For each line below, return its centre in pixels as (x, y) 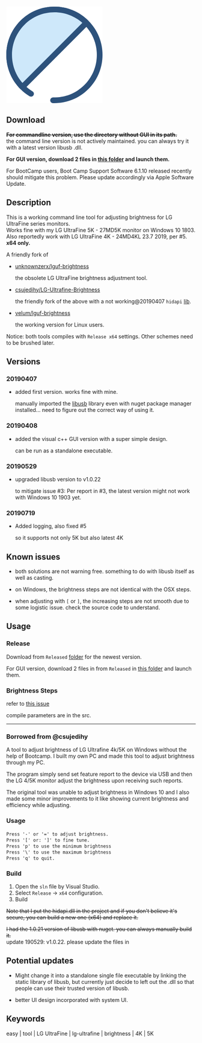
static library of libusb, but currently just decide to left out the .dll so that (104, 981)
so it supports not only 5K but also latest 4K (69, 538)
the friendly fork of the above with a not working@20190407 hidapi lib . (103, 301)
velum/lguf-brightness (43, 313)
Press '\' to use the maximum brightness (59, 852)
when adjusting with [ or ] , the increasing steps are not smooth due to (102, 601)
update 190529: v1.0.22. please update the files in (68, 942)
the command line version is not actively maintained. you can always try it (98, 141)
